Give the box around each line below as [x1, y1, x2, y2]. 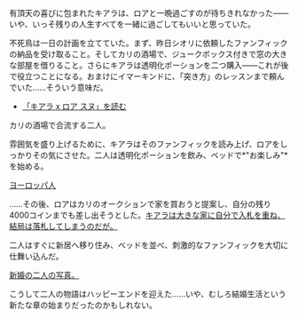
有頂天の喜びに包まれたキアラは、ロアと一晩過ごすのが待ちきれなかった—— [9, 8, 289, 18]
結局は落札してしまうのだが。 [9, 221, 118, 231]
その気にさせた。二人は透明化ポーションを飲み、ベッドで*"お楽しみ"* [32, 150, 288, 160]
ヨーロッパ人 [9, 180, 56, 190]
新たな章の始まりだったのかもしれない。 [9, 300, 157, 310]
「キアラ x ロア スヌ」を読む [21, 101, 127, 111]
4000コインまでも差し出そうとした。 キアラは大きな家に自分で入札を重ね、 [9, 210, 286, 220]
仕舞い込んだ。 [9, 251, 64, 261]
